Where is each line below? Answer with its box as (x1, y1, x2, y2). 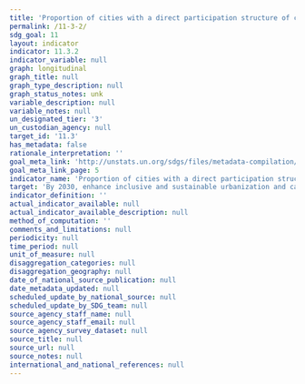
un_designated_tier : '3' (9, 115, 103, 124)
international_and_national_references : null (9, 360, 184, 369)
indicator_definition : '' (9, 191, 107, 200)
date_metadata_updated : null (9, 284, 120, 293)
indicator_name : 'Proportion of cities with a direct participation (9, 174, 274, 183)
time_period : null (9, 242, 79, 251)
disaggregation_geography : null (9, 268, 132, 277)
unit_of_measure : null (9, 250, 95, 259)
